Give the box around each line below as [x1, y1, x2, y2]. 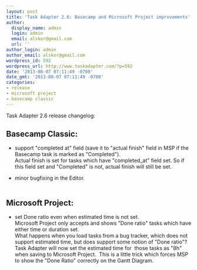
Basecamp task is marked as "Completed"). [14, 151, 121, 158]
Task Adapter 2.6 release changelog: [6, 112, 95, 119]
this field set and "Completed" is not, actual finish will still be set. [14, 163, 172, 170]
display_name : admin [11, 25, 62, 31]
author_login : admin [6, 47, 57, 53]
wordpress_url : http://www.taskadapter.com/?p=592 [6, 63, 133, 69]
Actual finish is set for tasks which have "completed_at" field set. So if [14, 157, 185, 164]
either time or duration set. [14, 226, 79, 233]
